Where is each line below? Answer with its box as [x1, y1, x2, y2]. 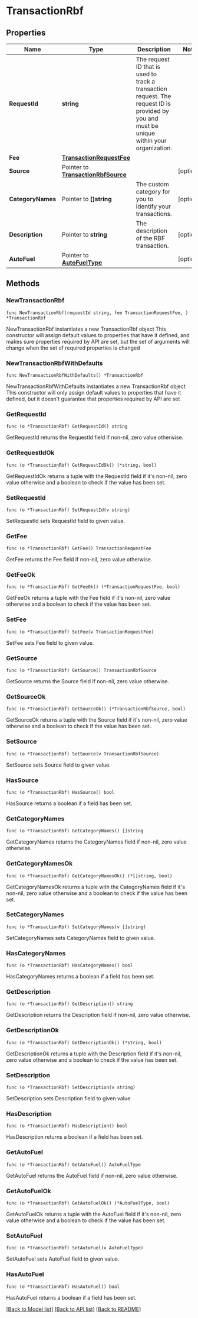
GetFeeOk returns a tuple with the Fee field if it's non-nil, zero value [6, 595, 171, 602]
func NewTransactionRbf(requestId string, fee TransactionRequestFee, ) [6, 309, 189, 316]
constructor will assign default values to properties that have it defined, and [6, 331, 190, 338]
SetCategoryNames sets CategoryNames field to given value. [6, 934, 156, 941]
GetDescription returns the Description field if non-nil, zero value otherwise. [6, 1012, 190, 1019]
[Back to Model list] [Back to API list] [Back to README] [6, 1306, 141, 1313]
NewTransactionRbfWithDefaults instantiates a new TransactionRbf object [6, 383, 186, 390]
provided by [136, 107, 169, 115]
